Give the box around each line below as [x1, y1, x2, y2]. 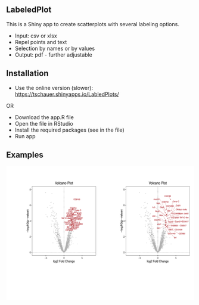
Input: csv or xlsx [14, 32, 58, 39]
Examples [6, 150, 43, 160]
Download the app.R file [14, 113, 74, 121]
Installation [6, 69, 49, 79]
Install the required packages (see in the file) [14, 126, 125, 133]
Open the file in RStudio [14, 120, 73, 127]
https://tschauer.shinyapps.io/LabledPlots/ [14, 91, 119, 98]
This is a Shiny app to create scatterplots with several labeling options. [6, 20, 180, 27]
